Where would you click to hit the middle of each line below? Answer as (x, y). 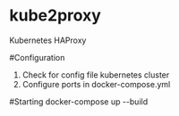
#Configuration (37, 57)
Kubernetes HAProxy (48, 40)
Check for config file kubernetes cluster (96, 75)
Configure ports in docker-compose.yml (96, 84)
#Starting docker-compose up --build (79, 101)
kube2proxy (55, 16)
